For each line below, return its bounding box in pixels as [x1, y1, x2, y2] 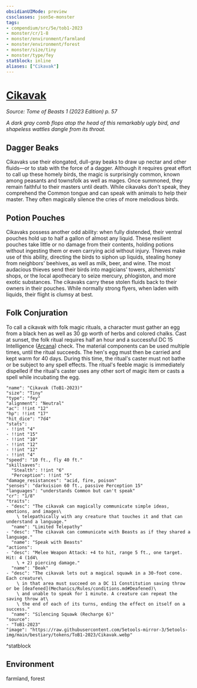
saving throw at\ [6, 596, 49, 602]
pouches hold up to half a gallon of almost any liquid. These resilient [6, 235, 172, 242]
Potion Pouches [6, 213, 65, 223]
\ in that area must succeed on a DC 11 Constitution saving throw [16, 580, 185, 586]
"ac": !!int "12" [6, 405, 49, 412]
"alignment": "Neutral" [6, 400, 65, 406]
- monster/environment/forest [6, 42, 81, 48]
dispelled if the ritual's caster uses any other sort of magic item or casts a [6, 367, 185, 374]
